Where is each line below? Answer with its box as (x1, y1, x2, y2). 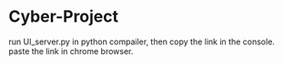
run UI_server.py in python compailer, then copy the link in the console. (8, 36, 275, 47)
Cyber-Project (8, 6, 119, 27)
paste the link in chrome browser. (8, 45, 134, 56)
